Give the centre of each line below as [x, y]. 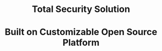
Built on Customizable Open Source [81, 32]
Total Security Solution [81, 9]
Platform [81, 43]
